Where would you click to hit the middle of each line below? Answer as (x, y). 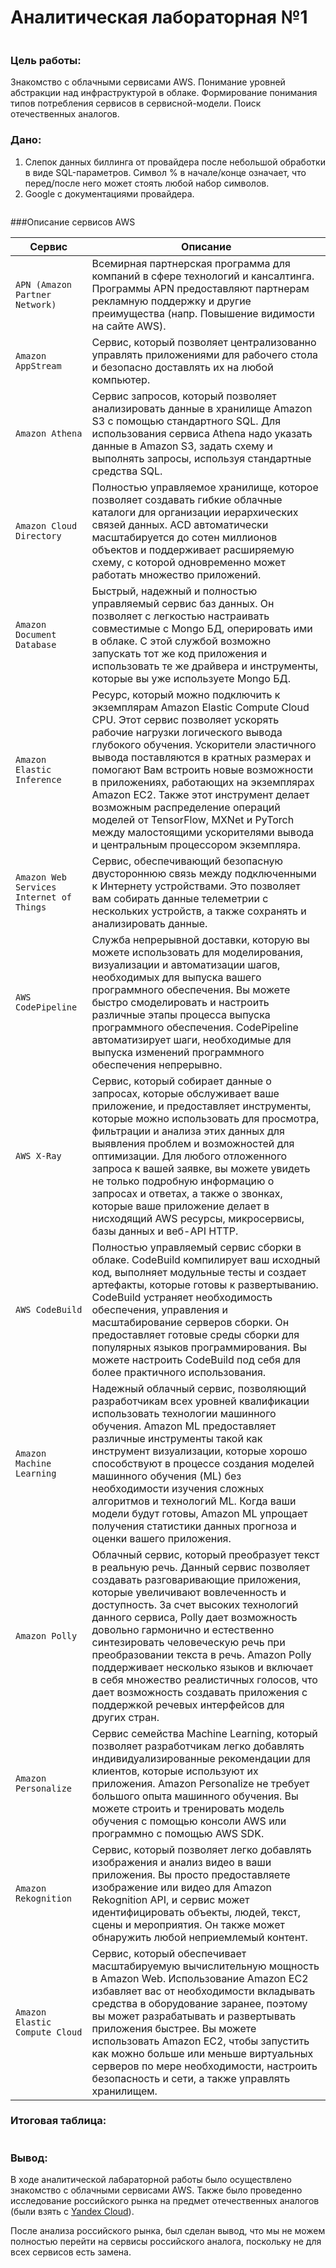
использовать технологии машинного (184, 1413)
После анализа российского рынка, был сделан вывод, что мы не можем (168, 2231)
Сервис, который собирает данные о (181, 1081)
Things (31, 907)
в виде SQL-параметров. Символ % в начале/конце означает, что (165, 172)
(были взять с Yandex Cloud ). (72, 2212)
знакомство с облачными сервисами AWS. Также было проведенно (156, 2190)
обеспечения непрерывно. (157, 1064)
